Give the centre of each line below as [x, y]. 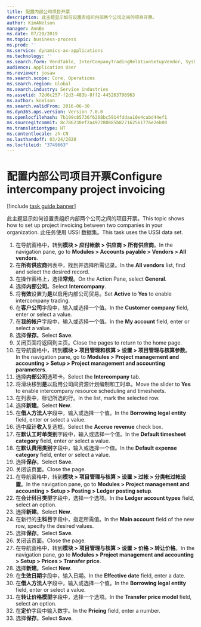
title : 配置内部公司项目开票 [38, 12]
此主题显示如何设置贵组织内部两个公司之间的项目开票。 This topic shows [95, 218]
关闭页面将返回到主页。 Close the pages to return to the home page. [99, 342]
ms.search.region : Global [39, 84]
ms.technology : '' [30, 56]
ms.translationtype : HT [36, 128]
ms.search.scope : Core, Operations [51, 78]
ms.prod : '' [21, 45]
